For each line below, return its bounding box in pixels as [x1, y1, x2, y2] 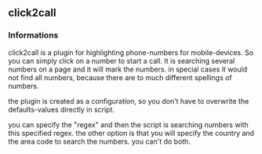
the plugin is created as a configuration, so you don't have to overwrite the [8, 96, 249, 105]
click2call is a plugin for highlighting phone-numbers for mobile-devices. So [8, 47, 253, 57]
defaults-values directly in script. [8, 104, 115, 114]
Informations [8, 30, 59, 41]
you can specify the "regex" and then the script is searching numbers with [8, 119, 249, 129]
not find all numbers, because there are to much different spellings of [8, 72, 233, 82]
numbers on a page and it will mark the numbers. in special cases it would [8, 64, 248, 74]
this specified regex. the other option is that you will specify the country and [8, 128, 255, 137]
